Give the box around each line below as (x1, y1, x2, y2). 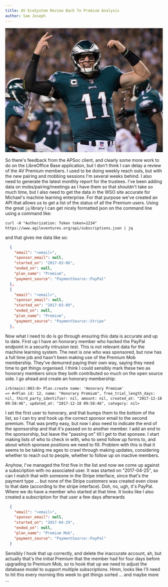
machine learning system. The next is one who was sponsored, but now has (5, 349, 162, 355)
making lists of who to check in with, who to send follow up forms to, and (5, 436, 156, 442)
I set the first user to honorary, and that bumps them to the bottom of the (5, 410, 155, 416)
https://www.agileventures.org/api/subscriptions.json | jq (5, 225, 133, 230)
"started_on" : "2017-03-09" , (14, 303, 75, 308)
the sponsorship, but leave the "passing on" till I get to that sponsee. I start (5, 431, 159, 437)
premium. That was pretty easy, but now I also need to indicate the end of (5, 420, 157, 426)
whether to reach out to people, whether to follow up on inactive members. (5, 452, 159, 458)
